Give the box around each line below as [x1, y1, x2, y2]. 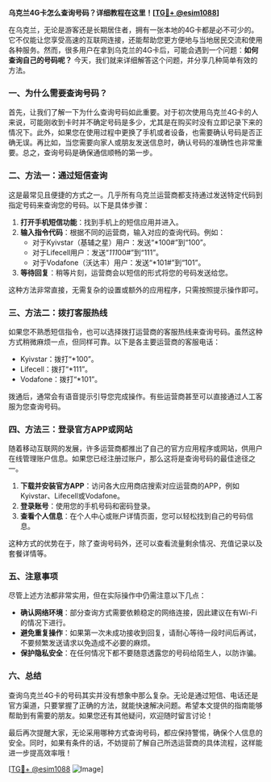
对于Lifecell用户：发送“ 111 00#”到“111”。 [31, 247, 164, 257]
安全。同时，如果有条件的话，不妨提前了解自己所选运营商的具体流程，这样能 [8, 738, 263, 747]
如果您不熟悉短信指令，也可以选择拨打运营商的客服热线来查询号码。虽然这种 [8, 326, 263, 336]
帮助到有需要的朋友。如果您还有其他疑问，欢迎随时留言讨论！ [8, 710, 214, 720]
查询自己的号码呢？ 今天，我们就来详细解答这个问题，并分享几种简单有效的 [8, 56, 258, 65]
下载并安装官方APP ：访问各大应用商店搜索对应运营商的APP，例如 [19, 481, 240, 491]
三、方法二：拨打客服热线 [8, 307, 108, 318]
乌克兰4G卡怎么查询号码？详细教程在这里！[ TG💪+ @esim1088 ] [8, 8, 220, 17]
